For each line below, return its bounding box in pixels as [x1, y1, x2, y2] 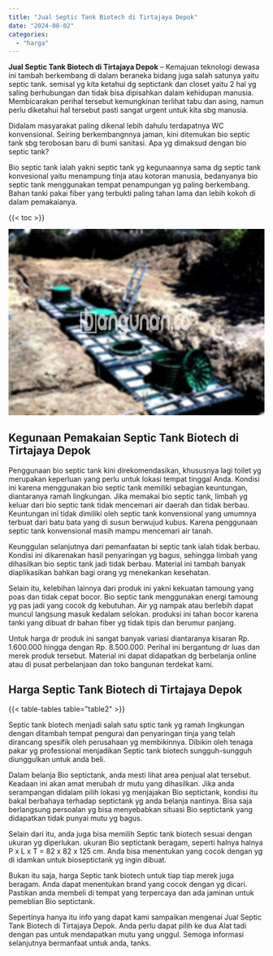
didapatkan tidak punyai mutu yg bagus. [8, 813, 143, 824]
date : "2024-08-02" [8, 21, 75, 30]
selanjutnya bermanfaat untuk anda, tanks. [8, 938, 152, 948]
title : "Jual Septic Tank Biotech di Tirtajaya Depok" [8, 13, 198, 21]
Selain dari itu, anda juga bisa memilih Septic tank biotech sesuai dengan [8, 829, 253, 839]
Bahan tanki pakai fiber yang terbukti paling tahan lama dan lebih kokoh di [8, 188, 256, 198]
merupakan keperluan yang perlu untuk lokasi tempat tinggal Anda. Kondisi [8, 474, 260, 483]
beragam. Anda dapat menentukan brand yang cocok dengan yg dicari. [8, 880, 248, 889]
